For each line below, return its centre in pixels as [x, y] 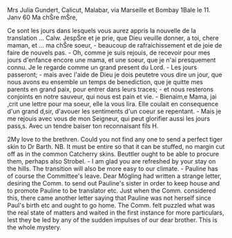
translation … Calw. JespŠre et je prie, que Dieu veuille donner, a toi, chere [113, 38]
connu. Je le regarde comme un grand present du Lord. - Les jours [102, 67]
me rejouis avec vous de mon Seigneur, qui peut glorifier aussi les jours [109, 119]
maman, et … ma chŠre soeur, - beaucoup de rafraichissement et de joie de [115, 45]
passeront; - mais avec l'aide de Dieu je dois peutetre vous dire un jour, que [115, 75]
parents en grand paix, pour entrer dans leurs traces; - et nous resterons [110, 89]
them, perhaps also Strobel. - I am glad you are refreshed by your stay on [112, 161]
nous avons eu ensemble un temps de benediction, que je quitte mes [105, 82]
